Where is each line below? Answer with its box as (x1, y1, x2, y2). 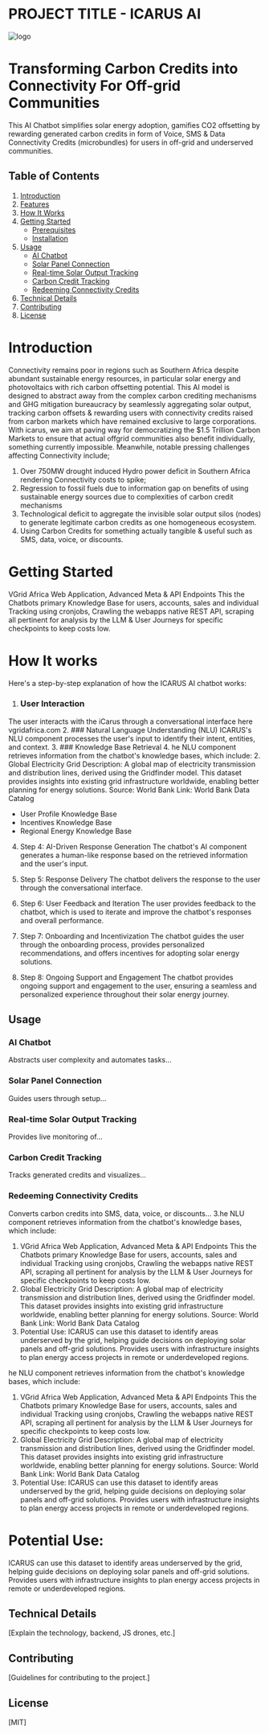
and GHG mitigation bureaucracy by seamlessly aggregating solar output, (8, 399, 251, 409)
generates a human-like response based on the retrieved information (19, 850, 248, 860)
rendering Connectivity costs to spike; (19, 475, 147, 484)
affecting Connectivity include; (8, 450, 110, 460)
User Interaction (19, 698, 85, 709)
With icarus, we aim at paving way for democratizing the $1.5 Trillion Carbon (8, 425, 261, 434)
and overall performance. (19, 915, 104, 925)
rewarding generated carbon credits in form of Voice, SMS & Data (8, 129, 226, 138)
